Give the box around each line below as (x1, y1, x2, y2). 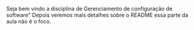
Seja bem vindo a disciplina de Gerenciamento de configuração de (6, 5, 173, 12)
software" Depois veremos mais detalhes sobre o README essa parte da (6, 11, 189, 19)
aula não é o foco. (6, 18, 52, 25)
